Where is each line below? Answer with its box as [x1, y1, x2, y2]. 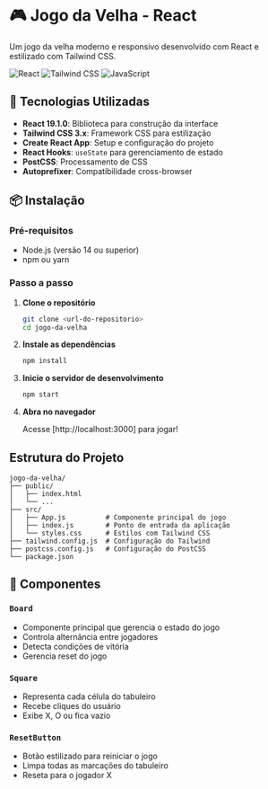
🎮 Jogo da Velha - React [9, 5, 197, 26]
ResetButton [9, 732, 62, 742]
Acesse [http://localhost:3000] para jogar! [22, 424, 178, 435]
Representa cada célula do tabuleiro [22, 691, 156, 702]
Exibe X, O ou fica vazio [22, 710, 111, 722]
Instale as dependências [22, 339, 117, 350]
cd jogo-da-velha [22, 323, 88, 332]
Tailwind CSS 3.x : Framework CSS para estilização [22, 128, 212, 138]
